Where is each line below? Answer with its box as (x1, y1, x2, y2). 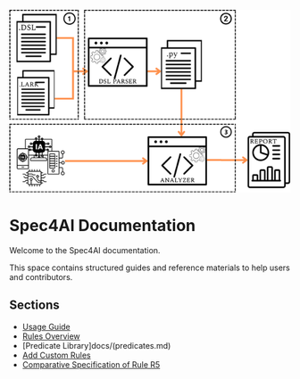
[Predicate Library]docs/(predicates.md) (21, 340, 171, 350)
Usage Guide (21, 321, 71, 332)
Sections (9, 298, 60, 313)
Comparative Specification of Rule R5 (21, 358, 161, 370)
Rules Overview (21, 331, 80, 342)
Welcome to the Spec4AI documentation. (9, 245, 161, 256)
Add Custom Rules (21, 350, 91, 360)
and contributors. (9, 272, 73, 283)
